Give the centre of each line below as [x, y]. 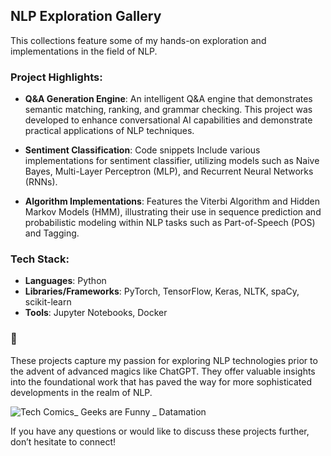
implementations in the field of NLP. [84, 51]
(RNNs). [41, 182]
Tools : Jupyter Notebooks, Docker [96, 313]
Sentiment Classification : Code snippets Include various [142, 150]
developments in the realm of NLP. [81, 392]
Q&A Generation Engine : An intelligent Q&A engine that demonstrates [168, 99]
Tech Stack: [40, 259]
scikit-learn [48, 302]
